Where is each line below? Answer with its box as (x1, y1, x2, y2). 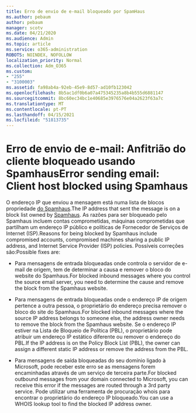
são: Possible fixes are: (6, 249, 60, 256)
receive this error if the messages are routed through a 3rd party (14, 382, 171, 389)
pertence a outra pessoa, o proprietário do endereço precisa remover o (14, 302, 187, 310)
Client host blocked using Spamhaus (6, 179, 188, 193)
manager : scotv (6, 25, 43, 31)
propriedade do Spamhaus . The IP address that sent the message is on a (6, 205, 180, 212)
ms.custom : (6, 68, 33, 74)
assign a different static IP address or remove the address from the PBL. (14, 346, 188, 353)
